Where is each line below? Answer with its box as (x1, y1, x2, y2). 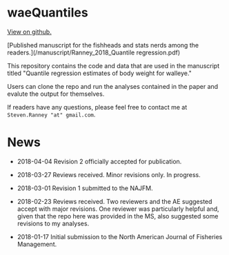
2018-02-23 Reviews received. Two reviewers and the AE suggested (17, 197, 212, 205)
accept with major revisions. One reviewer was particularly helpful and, (17, 205, 219, 213)
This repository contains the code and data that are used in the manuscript (7, 61, 219, 70)
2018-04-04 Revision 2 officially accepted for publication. (17, 157, 182, 165)
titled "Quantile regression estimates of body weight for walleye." (7, 69, 192, 77)
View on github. (7, 28, 52, 36)
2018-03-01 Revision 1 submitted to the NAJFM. (17, 184, 153, 192)
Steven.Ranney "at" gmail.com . (7, 110, 96, 119)
